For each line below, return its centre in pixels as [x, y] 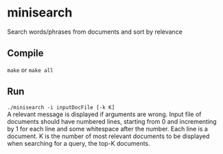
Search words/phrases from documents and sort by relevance [95, 32]
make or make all [30, 69]
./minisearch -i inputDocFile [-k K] [61, 107]
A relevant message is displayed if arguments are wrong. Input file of [104, 114]
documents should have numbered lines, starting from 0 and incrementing [112, 121]
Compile [25, 53]
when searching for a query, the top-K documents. [79, 143]
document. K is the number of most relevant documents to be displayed [108, 136]
